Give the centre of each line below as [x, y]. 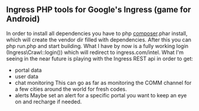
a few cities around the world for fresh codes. [71, 89]
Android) [23, 19]
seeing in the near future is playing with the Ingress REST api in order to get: [100, 58]
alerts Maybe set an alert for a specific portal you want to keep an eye [101, 95]
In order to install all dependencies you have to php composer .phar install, [97, 33]
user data [27, 76]
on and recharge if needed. [48, 102]
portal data [28, 70]
